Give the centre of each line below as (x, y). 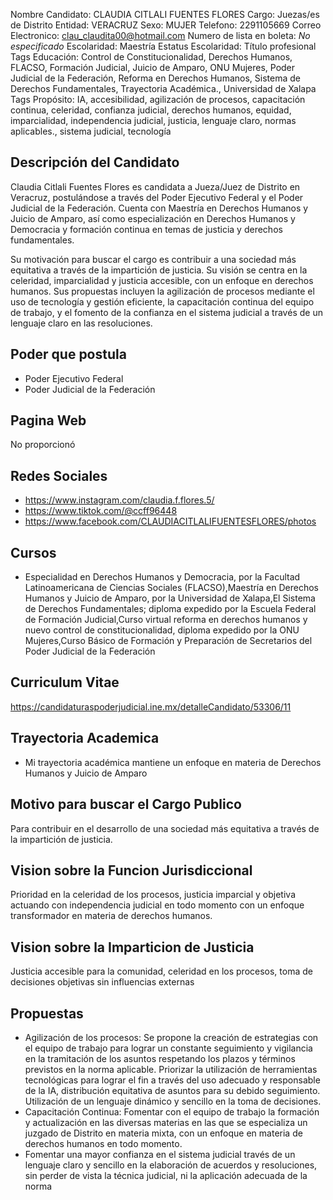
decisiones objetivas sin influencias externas (102, 982)
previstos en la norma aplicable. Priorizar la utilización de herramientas (171, 1069)
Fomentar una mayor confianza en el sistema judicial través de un (160, 1154)
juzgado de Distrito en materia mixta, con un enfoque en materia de (163, 1133)
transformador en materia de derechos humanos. (111, 916)
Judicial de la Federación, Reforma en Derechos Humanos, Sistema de (155, 78)
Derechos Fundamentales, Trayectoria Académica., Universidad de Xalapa (163, 88)
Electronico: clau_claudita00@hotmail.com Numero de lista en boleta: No (160, 35)
